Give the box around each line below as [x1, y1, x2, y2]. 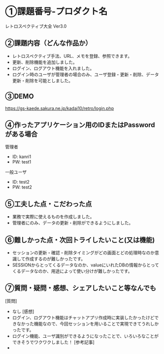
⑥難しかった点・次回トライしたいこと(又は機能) [5, 236, 155, 244]
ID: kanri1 [12, 154, 31, 160]
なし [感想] [12, 308, 34, 314]
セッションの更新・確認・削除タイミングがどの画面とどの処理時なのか [12, 250, 155, 256]
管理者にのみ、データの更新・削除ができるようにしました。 [12, 220, 133, 226]
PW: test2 [12, 184, 32, 190]
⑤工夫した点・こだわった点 [5, 199, 92, 208]
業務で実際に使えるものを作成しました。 [12, 214, 95, 220]
